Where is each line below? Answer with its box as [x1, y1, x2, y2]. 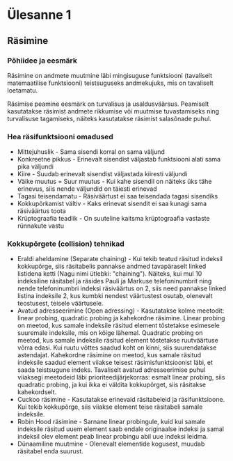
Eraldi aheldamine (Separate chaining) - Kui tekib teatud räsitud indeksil [17, 255, 223, 263]
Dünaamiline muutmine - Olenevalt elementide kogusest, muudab [17, 439, 205, 448]
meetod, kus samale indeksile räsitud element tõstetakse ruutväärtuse [17, 336, 219, 345]
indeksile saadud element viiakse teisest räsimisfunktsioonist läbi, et [17, 359, 214, 367]
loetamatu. [7, 86, 38, 94]
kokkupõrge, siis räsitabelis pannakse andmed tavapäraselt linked [17, 262, 207, 271]
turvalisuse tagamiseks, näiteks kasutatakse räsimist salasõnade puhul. [7, 114, 212, 123]
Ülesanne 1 [7, 7, 72, 23]
